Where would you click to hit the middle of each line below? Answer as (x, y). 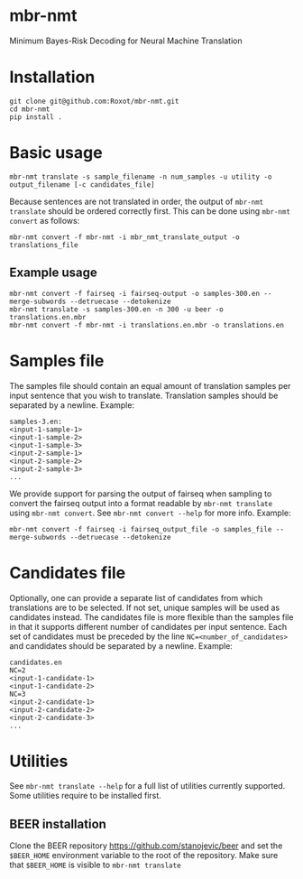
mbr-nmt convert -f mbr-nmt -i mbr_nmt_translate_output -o (125, 237)
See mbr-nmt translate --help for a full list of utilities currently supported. (147, 786)
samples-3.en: (36, 421)
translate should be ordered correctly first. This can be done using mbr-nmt (150, 211)
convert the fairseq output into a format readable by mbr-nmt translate (141, 503)
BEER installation (58, 823)
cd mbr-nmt (30, 109)
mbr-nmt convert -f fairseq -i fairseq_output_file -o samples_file (141, 529)
